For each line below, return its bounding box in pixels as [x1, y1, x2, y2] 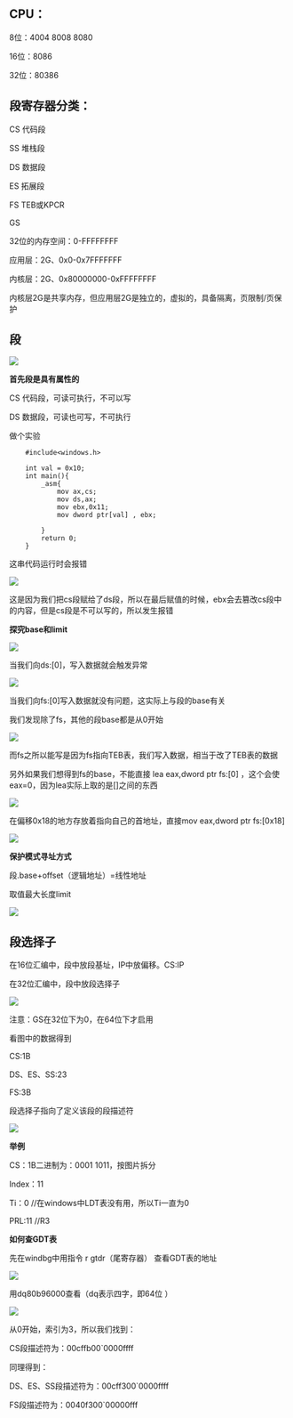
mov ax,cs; [56, 487, 98, 497]
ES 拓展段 [9, 180, 45, 191]
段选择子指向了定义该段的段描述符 [9, 1106, 134, 1116]
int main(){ [25, 472, 69, 481]
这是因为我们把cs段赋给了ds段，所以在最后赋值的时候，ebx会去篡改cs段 [9, 594, 274, 605]
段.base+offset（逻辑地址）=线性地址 [9, 870, 146, 881]
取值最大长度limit [9, 889, 72, 900]
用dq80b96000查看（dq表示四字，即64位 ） [9, 1288, 173, 1300]
